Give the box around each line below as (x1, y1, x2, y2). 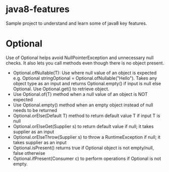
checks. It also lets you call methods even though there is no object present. (6, 60, 164, 66)
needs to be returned (13, 107, 58, 113)
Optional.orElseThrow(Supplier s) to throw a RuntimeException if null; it (13, 134, 161, 140)
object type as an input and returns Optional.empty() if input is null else (13, 80, 161, 86)
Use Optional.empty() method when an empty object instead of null (13, 102, 153, 108)
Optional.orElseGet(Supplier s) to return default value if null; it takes (13, 123, 154, 129)
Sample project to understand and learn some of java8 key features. (6, 20, 147, 26)
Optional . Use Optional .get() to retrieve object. (13, 86, 109, 92)
